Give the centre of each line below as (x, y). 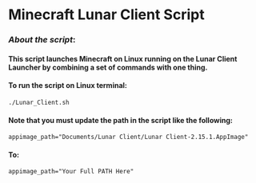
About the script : (42, 40)
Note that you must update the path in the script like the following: (121, 120)
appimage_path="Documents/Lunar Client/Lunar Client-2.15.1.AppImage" (128, 137)
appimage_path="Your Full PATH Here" (71, 172)
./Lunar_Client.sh (39, 102)
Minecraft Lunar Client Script (107, 15)
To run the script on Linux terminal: (68, 86)
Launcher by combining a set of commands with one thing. (108, 67)
